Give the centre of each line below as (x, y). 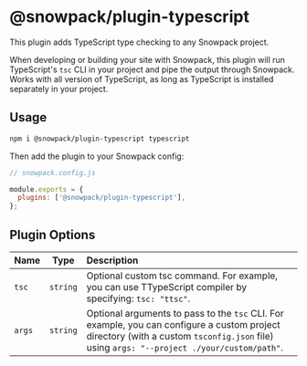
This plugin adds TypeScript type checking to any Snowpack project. (139, 42)
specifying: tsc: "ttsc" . (138, 298)
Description (112, 260)
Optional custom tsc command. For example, (182, 276)
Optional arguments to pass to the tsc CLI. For (185, 313)
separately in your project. (59, 89)
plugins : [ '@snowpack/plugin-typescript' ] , (101, 198)
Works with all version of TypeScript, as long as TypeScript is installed (142, 78)
